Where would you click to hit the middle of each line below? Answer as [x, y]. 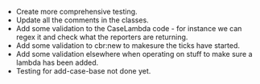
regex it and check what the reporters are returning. [102, 37]
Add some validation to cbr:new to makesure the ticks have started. [128, 46]
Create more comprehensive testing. [77, 12]
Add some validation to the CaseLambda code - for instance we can [129, 28]
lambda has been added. [57, 62]
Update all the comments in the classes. [82, 20]
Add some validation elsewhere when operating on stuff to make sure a [134, 54]
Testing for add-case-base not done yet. [83, 71]
